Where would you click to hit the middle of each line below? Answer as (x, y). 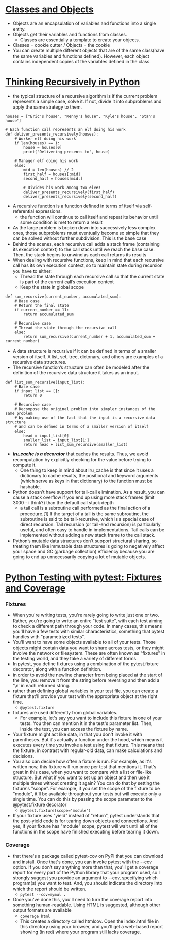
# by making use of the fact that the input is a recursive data (85, 418)
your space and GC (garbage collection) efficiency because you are (83, 551)
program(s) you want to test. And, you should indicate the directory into (87, 883)
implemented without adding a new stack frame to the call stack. (88, 535)
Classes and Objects (49, 9)
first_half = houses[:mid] (52, 174)
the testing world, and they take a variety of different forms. (75, 659)
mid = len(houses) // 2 (48, 170)
